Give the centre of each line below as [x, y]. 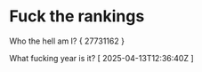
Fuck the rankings [77, 16]
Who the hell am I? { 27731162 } [67, 41]
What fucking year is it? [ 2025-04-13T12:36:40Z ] [101, 58]
